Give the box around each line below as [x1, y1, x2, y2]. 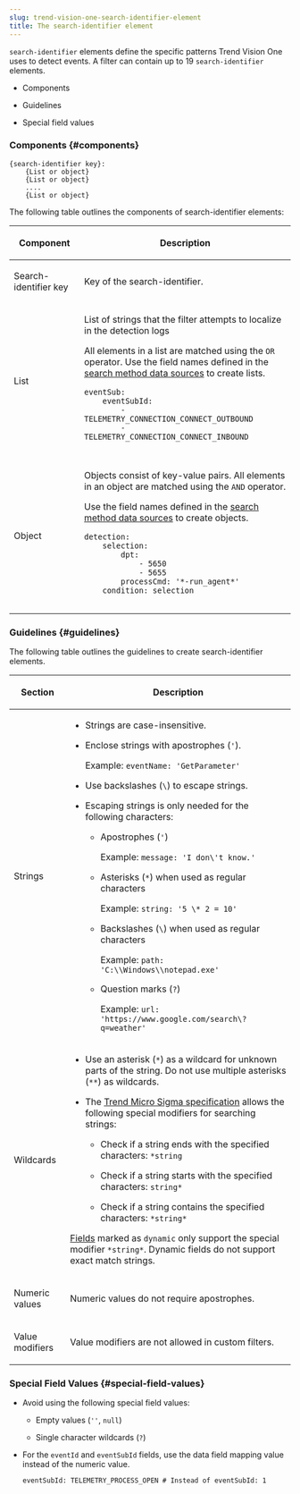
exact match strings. [70, 1254, 155, 1267]
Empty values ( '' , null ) [35, 1414, 122, 1426]
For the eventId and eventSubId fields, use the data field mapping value [21, 1449, 284, 1460]
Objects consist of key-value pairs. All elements [84, 468, 286, 481]
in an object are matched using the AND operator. [84, 480, 287, 493]
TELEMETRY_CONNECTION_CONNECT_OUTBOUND [84, 413, 254, 424]
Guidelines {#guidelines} [9, 626, 121, 638]
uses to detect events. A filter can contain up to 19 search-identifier [9, 55, 264, 66]
